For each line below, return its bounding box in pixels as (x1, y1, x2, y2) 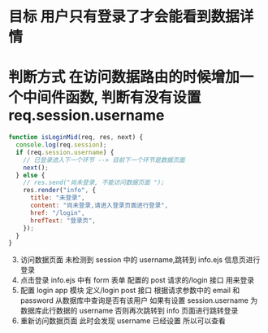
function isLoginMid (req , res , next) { (8, 134, 144, 142)
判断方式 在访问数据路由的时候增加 (8, 68, 240, 86)
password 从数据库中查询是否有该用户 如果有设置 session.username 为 (19, 296, 258, 305)
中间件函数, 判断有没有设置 (23, 89, 201, 107)
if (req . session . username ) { (15, 148, 115, 156)
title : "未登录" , (29, 194, 85, 202)
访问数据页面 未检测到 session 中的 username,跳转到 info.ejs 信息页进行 (19, 255, 261, 265)
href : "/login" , (29, 208, 85, 217)
